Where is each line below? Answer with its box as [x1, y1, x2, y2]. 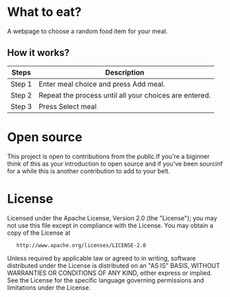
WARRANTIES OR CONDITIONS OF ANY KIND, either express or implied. [7, 269, 212, 277]
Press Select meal [39, 102, 97, 111]
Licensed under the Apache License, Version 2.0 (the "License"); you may [7, 213, 218, 222]
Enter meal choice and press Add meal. [39, 79, 165, 88]
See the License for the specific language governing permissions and [7, 276, 205, 284]
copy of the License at [7, 229, 71, 237]
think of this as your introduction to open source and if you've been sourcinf [7, 160, 223, 168]
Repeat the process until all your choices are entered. [39, 90, 211, 100]
